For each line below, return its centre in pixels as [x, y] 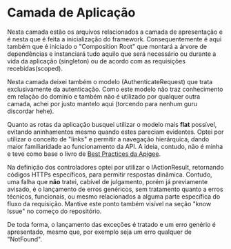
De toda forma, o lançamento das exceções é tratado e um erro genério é [111, 224]
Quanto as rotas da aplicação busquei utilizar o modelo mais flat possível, [112, 124]
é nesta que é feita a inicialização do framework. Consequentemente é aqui [114, 39]
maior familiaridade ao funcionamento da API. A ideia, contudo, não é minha [115, 146]
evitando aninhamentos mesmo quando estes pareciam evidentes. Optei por [115, 132]
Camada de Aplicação [71, 13]
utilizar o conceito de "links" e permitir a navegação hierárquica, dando [108, 139]
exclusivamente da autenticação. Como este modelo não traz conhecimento [115, 89]
